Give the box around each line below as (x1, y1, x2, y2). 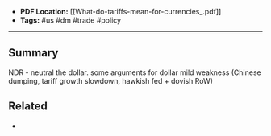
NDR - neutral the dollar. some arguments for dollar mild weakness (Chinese (8, 68, 261, 77)
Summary (8, 46, 59, 60)
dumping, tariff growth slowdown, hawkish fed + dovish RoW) (8, 76, 214, 85)
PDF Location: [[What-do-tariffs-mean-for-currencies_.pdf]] (19, 7, 222, 16)
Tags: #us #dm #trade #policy (19, 15, 122, 25)
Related (8, 100, 48, 113)
